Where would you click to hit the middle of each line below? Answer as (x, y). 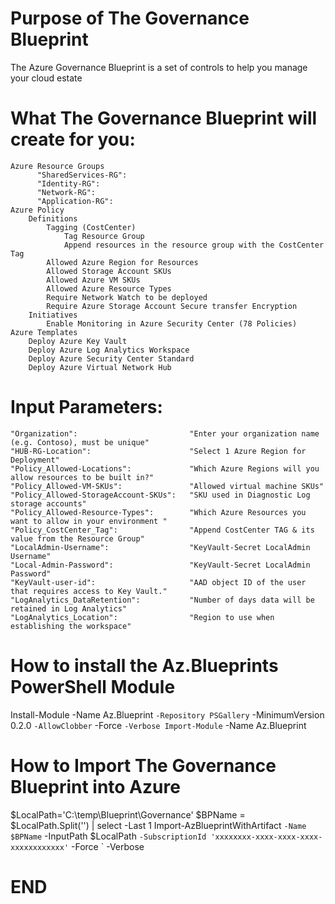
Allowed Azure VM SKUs (93, 280)
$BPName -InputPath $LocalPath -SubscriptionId (108, 836)
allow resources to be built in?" (82, 477)
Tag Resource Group (104, 236)
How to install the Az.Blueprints (144, 666)
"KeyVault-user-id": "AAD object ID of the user (158, 582)
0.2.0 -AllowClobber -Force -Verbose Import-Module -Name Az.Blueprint (158, 725)
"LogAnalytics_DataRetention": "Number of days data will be (162, 600)
